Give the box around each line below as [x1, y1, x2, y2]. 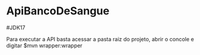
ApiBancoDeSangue [6, 4, 110, 18]
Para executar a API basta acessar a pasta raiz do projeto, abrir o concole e [6, 35, 195, 42]
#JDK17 [6, 24, 25, 31]
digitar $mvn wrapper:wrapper [6, 42, 83, 49]
